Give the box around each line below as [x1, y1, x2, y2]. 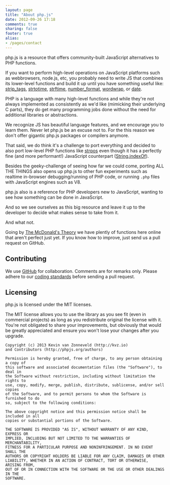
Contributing [5, 255, 47, 263]
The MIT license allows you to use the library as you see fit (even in [5, 311, 146, 318]
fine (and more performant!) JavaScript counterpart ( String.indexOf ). [5, 153, 149, 159]
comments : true [5, 21, 38, 27]
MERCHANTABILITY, [5, 440, 42, 445]
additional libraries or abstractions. [5, 112, 78, 118]
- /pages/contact [5, 41, 42, 46]
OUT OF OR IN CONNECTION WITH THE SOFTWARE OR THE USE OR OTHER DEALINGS [5, 467, 165, 472]
